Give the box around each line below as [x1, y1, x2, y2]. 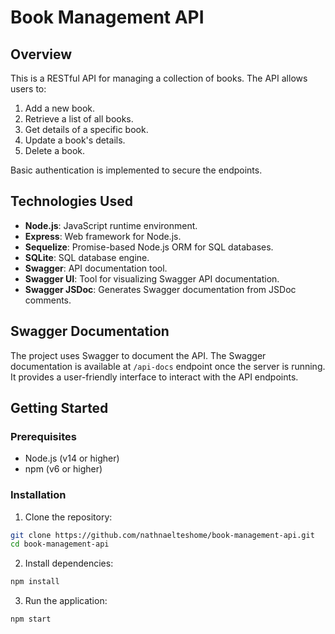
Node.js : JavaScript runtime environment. [24, 219, 198, 231]
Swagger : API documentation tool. [24, 262, 168, 274]
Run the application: [24, 595, 108, 607]
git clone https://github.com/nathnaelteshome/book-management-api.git [10, 530, 315, 540]
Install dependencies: [24, 557, 114, 570]
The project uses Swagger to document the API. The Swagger [10, 349, 267, 361]
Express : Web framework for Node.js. [24, 230, 182, 242]
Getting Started [10, 400, 109, 417]
